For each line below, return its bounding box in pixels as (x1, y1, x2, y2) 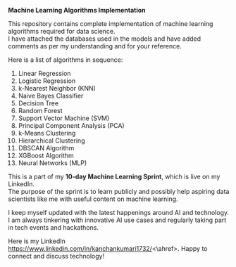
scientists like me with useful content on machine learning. (8, 195, 178, 203)
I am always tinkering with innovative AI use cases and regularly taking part (8, 216, 227, 224)
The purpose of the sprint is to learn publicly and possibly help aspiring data (8, 188, 230, 195)
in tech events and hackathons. (8, 223, 99, 231)
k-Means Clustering (18, 129, 76, 137)
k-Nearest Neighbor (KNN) (18, 84, 96, 92)
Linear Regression (18, 70, 71, 77)
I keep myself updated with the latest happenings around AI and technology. (8, 209, 230, 216)
